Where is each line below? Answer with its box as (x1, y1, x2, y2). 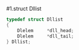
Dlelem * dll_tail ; (17, 33, 74, 39)
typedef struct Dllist (6, 17, 63, 23)
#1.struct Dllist (6, 5, 42, 12)
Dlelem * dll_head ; (17, 27, 74, 33)
